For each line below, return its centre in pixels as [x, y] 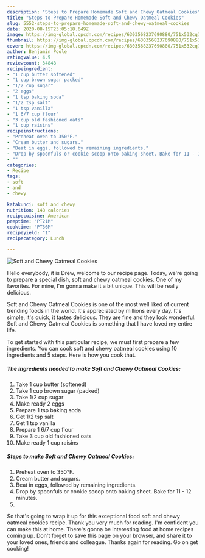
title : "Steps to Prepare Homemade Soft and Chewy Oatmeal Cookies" [96, 18]
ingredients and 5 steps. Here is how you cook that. [71, 355]
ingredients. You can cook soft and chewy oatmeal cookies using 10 [92, 348]
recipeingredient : [30, 69]
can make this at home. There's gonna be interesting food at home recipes [100, 529]
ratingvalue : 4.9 [29, 57]
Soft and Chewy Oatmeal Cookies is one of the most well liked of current [98, 304]
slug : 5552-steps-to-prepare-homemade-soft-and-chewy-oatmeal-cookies [98, 23]
